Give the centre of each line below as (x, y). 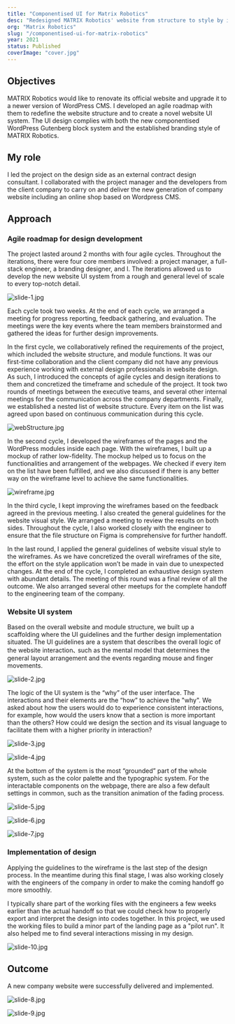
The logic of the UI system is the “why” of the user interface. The (101, 693)
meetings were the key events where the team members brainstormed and (115, 326)
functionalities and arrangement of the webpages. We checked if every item (117, 464)
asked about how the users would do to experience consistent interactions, (115, 708)
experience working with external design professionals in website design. (113, 370)
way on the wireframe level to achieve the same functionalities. (98, 478)
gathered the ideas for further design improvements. (83, 333)
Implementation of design (52, 852)
